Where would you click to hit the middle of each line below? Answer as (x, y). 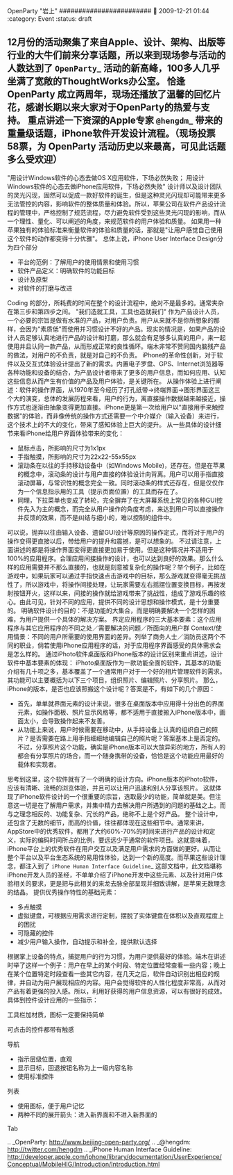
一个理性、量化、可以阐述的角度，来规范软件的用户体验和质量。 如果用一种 (114, 221)
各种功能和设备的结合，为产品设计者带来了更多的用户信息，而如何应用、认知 (116, 372)
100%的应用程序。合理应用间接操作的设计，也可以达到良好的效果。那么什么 (115, 558)
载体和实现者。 (38, 764)
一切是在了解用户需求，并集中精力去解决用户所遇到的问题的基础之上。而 (122, 805)
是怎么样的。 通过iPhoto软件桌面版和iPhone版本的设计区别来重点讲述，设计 (115, 654)
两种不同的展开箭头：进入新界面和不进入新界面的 (87, 1115)
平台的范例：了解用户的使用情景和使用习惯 (78, 262)
